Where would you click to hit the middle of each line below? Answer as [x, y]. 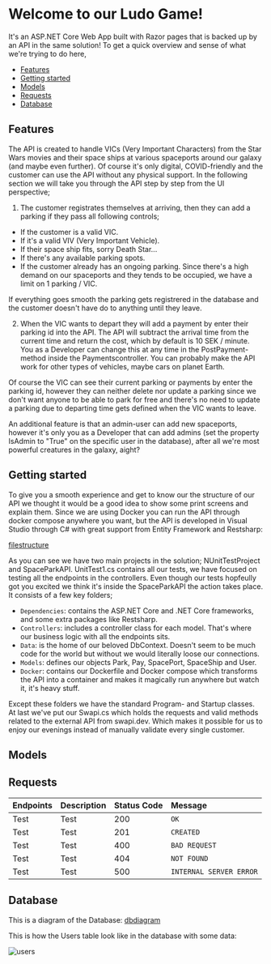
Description [83, 805]
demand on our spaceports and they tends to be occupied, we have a [136, 275]
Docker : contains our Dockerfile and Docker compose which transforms [139, 671]
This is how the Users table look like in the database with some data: [123, 936]
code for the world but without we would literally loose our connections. [140, 654]
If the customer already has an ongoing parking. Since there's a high [134, 266]
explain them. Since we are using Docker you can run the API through [124, 512]
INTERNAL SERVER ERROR [215, 871]
